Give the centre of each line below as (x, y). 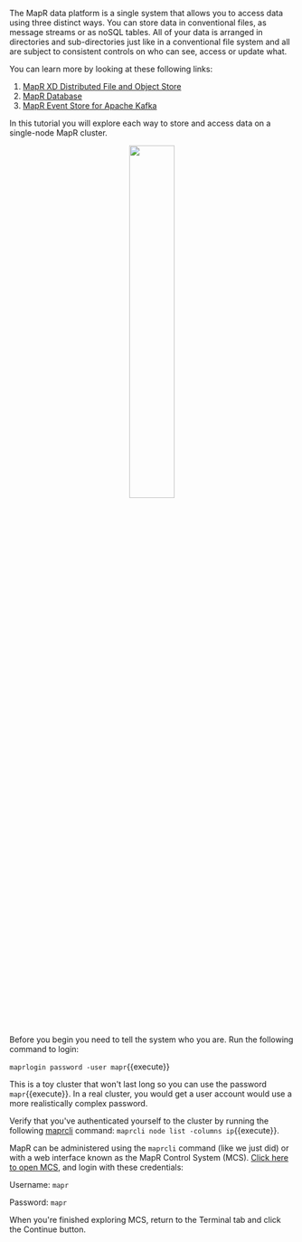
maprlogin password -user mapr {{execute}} (90, 1067)
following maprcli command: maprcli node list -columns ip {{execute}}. (145, 1130)
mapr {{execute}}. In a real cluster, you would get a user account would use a (151, 1094)
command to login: (44, 1049)
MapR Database (52, 96)
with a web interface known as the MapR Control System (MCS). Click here (149, 1157)
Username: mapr (39, 1185)
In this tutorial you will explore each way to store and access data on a (140, 123)
